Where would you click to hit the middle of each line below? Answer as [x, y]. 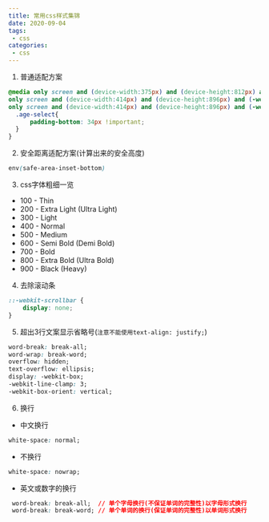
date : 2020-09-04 [37, 23]
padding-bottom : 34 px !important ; [87, 122]
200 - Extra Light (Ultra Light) [68, 209]
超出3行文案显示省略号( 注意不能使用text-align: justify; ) [114, 332]
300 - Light [38, 218]
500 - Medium [44, 235]
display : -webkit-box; [46, 377]
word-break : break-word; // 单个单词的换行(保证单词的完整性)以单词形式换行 [129, 511]
